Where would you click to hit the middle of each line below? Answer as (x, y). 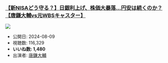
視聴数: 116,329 (28, 43)
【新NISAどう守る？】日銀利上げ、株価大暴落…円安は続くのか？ (84, 7)
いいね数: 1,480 (29, 49)
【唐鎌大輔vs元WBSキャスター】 (46, 15)
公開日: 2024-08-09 (34, 36)
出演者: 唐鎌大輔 (29, 55)
